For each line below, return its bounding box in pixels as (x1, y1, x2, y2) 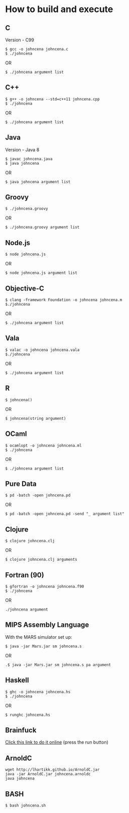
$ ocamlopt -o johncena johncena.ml (5, 443, 82, 448)
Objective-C (5, 284, 44, 292)
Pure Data (5, 479, 37, 488)
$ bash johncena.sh (5, 803, 46, 808)
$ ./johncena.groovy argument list (5, 225, 80, 230)
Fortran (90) (5, 570, 44, 579)
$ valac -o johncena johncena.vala (5, 347, 80, 352)
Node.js (5, 238, 31, 247)
